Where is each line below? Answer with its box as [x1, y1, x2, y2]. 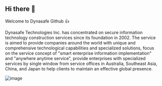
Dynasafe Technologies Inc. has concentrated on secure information [5, 29, 143, 35]
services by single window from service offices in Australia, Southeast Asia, [5, 61, 158, 66]
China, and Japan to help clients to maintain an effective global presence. [5, 65, 153, 71]
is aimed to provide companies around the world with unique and [5, 40, 136, 45]
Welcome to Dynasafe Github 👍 [5, 18, 69, 24]
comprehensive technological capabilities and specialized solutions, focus [5, 45, 155, 51]
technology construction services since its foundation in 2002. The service [5, 35, 156, 41]
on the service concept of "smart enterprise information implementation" [5, 50, 152, 56]
